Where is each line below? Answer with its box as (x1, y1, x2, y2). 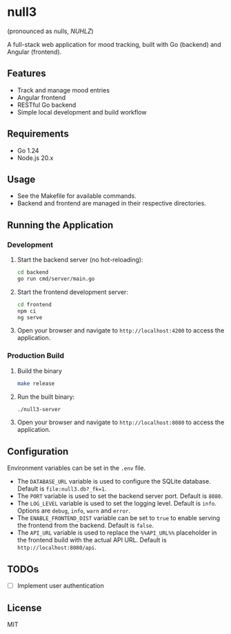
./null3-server (17, 406, 61, 413)
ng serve (17, 314, 43, 321)
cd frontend (17, 301, 52, 308)
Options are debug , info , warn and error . (17, 506, 131, 515)
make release (17, 380, 55, 387)
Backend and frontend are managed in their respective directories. (17, 199, 207, 208)
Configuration (7, 446, 69, 457)
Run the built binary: (17, 393, 75, 401)
